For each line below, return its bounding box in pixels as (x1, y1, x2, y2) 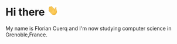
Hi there (5, 5, 45, 19)
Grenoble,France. (5, 31, 47, 38)
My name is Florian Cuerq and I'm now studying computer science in (5, 25, 172, 32)
